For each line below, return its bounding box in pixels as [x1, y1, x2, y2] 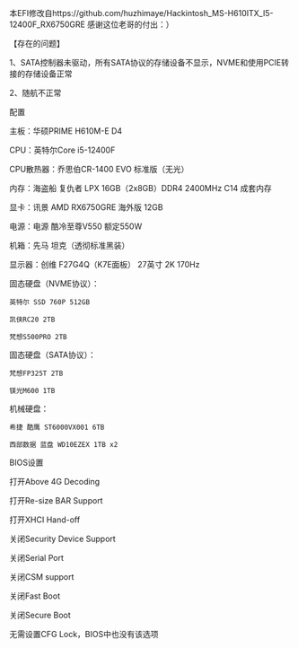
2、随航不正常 [9, 88, 62, 98]
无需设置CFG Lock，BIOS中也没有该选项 [9, 629, 159, 639]
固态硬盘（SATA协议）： [9, 349, 96, 360]
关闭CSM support [9, 572, 74, 582]
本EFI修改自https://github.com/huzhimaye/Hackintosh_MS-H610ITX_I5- [9, 8, 274, 18]
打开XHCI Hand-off [9, 514, 81, 525]
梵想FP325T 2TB [9, 369, 64, 378]
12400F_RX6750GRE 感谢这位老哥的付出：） [9, 19, 174, 30]
